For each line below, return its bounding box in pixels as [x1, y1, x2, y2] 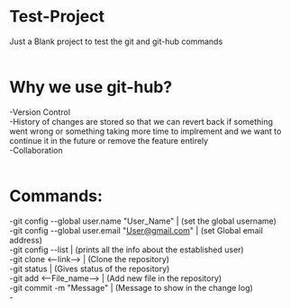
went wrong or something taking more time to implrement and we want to [9, 126, 282, 136]
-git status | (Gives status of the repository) [9, 263, 170, 274]
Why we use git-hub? [9, 77, 173, 98]
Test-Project [9, 6, 105, 27]
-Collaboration [9, 145, 63, 155]
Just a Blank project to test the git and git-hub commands [9, 36, 223, 47]
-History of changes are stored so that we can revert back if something [9, 116, 273, 127]
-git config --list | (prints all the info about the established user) [9, 244, 245, 255]
